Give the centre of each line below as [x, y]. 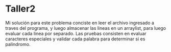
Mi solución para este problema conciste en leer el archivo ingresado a [80, 23]
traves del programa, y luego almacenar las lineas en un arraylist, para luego [86, 28]
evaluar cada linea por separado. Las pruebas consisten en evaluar [76, 33]
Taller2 [20, 9]
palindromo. [18, 44]
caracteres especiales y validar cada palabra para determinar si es [75, 39]
